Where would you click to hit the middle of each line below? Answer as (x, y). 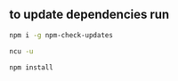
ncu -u (21, 51)
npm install (31, 67)
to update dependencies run (89, 15)
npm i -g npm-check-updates (61, 35)
